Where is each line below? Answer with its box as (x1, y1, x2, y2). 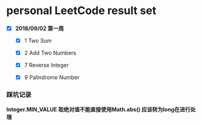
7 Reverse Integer (24, 62, 69, 69)
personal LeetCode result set (6, 4, 157, 18)
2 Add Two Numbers (24, 50, 76, 57)
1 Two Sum (24, 37, 52, 44)
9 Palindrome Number (24, 74, 80, 81)
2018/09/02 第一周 (15, 24, 64, 32)
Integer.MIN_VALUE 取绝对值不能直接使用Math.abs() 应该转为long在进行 (6, 105, 191, 113)
